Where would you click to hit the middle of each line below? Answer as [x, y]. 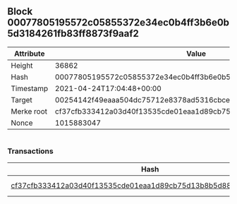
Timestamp [30, 88]
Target [22, 100]
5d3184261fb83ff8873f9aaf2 [73, 34]
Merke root [29, 111]
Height [22, 65]
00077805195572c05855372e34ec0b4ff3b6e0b [119, 23]
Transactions [31, 151]
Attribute [29, 54]
